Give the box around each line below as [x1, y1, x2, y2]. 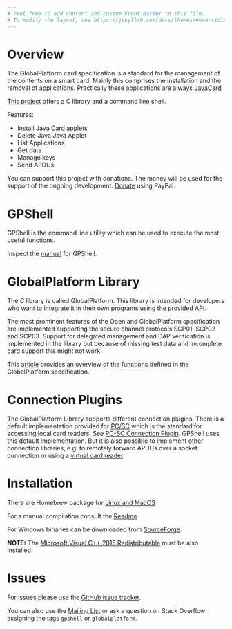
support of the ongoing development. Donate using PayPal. [7, 181, 176, 190]
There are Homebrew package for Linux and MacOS [7, 499, 156, 507]
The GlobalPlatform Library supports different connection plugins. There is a [7, 414, 224, 423]
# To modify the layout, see [7, 17, 91, 24]
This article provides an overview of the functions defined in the [7, 361, 189, 369]
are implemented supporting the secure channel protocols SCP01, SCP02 [7, 325, 216, 333]
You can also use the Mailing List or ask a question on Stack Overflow [7, 607, 206, 615]
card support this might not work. [7, 347, 102, 355]
